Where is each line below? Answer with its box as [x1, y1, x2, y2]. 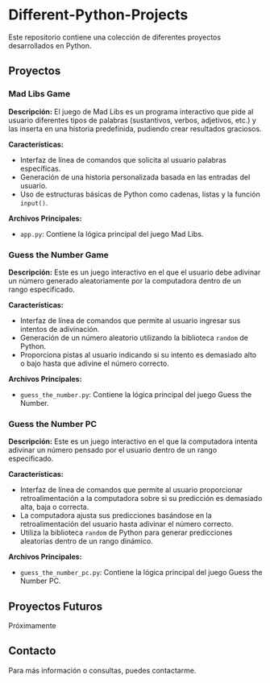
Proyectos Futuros [8, 599, 103, 613]
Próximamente [8, 621, 56, 631]
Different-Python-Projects [8, 6, 189, 24]
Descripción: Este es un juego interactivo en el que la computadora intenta [8, 437, 258, 446]
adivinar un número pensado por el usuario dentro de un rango [8, 445, 218, 455]
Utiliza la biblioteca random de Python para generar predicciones [19, 528, 233, 537]
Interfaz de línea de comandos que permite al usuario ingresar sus [19, 316, 241, 325]
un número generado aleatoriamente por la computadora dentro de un [8, 275, 242, 285]
